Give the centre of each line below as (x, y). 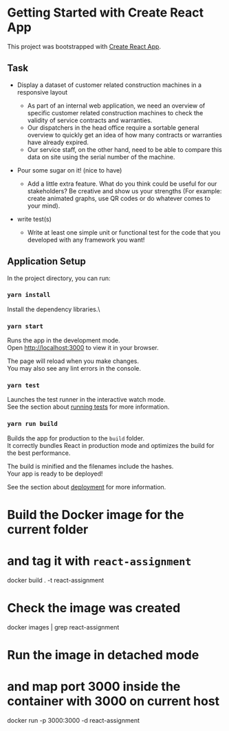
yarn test (23, 386)
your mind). (44, 206)
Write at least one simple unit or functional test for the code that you (124, 232)
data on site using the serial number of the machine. (101, 157)
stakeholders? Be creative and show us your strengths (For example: (124, 191)
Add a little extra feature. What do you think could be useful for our (122, 184)
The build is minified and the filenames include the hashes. (90, 466)
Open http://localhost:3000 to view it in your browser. (83, 348)
